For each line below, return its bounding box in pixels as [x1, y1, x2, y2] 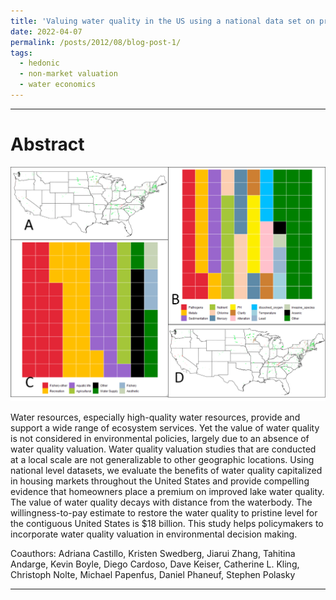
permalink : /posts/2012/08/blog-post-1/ [10, 37, 182, 47]
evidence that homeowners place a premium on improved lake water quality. [10, 486, 325, 498]
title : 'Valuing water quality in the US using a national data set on [10, 16, 315, 26]
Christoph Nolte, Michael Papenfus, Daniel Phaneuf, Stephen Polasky [10, 569, 296, 581]
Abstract [10, 133, 85, 156]
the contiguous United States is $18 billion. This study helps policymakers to [10, 518, 324, 530]
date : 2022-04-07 [10, 26, 83, 37]
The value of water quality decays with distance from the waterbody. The [10, 496, 313, 509]
